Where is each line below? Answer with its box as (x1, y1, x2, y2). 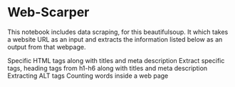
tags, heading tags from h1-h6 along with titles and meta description (7, 64, 208, 72)
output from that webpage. (7, 42, 86, 51)
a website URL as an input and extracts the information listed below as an (7, 35, 223, 43)
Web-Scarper (7, 4, 90, 21)
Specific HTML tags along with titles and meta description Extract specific (7, 56, 225, 64)
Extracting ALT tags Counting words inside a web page (7, 71, 169, 80)
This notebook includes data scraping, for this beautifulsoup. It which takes (7, 28, 229, 36)
